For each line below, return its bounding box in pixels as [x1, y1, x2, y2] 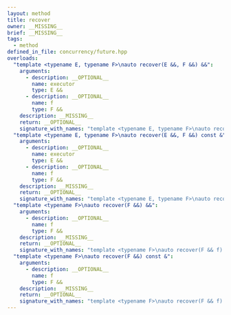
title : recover [7, 17, 51, 23]
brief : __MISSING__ [7, 29, 63, 36]
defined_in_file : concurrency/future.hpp [7, 49, 128, 56]
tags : [7, 36, 23, 43]
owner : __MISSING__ [7, 23, 63, 30]
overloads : [7, 55, 38, 62]
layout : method [7, 10, 51, 17]
